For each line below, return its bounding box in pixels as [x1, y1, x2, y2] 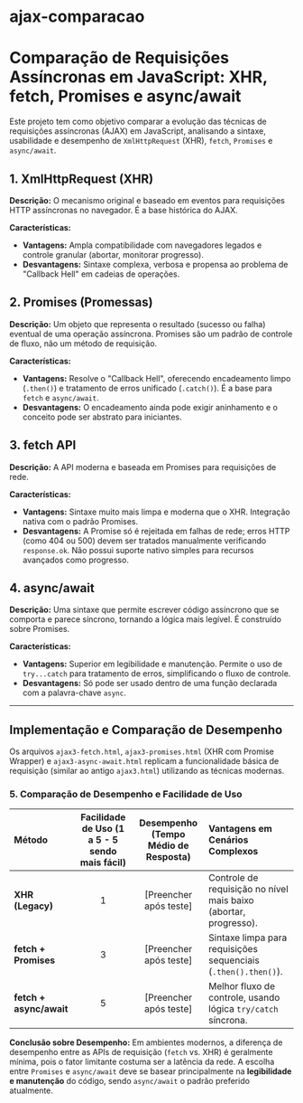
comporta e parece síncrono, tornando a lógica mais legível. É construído [9, 614, 282, 625]
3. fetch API [9, 438, 77, 453]
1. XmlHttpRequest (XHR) [9, 171, 154, 186]
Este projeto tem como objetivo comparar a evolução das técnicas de [9, 116, 268, 127]
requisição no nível [208, 883, 289, 896]
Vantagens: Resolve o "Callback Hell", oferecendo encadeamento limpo [22, 372, 291, 383]
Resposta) [145, 851, 191, 863]
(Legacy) [14, 900, 54, 912]
